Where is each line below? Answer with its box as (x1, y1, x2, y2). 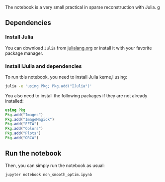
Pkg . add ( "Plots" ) (5, 131, 41, 136)
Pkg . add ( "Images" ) (5, 112, 43, 117)
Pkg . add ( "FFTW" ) (5, 122, 39, 127)
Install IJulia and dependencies (5, 62, 82, 69)
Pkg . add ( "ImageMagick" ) (5, 117, 55, 122)
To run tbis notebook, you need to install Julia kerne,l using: (5, 74, 128, 80)
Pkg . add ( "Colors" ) (5, 126, 43, 131)
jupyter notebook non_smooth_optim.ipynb (5, 172, 92, 177)
